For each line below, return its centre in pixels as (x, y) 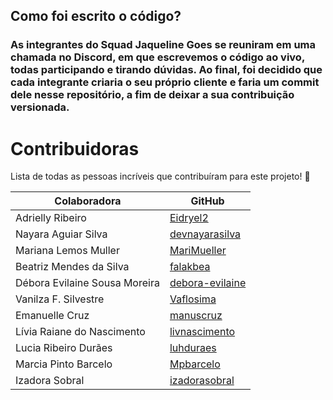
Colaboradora (88, 201)
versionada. (40, 107)
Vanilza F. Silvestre (60, 299)
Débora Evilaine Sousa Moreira (87, 283)
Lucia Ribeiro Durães (64, 348)
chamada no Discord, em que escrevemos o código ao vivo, (157, 57)
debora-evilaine (208, 283)
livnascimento (202, 332)
